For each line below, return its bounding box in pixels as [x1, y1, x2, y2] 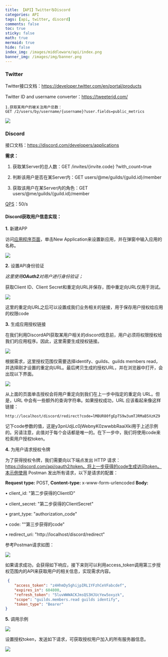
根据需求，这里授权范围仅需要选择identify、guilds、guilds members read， [5, 358, 160, 364]
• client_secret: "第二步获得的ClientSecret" [5, 501, 94, 507]
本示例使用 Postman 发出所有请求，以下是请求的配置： [5, 470, 118, 476]
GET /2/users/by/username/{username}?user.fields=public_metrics [5, 109, 144, 114]
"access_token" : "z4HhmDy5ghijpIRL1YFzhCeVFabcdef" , [14, 583, 127, 588]
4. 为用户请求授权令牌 [5, 447, 51, 453]
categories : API [5, 12, 39, 17]
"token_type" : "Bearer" [14, 602, 64, 607]
